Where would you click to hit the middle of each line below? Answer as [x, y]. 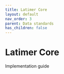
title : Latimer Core [26, 10]
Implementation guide [27, 66]
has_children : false [26, 28]
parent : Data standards [30, 23]
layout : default [22, 14]
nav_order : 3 [18, 19]
